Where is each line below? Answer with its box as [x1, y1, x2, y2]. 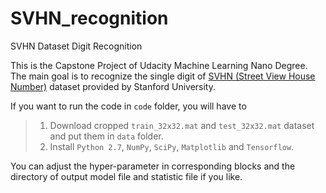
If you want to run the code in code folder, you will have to [10, 100, 247, 112]
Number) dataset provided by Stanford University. [10, 80, 216, 92]
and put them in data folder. [49, 130, 164, 142]
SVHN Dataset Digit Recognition [10, 40, 143, 52]
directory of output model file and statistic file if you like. [10, 170, 243, 182]
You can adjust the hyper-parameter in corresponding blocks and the [10, 160, 296, 172]
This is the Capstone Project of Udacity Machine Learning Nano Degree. [10, 59, 308, 71]
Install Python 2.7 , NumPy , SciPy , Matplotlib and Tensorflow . [49, 140, 295, 152]
